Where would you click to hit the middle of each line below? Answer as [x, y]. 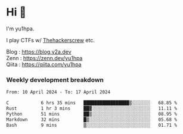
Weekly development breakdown [55, 80]
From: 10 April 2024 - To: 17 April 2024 [58, 92]
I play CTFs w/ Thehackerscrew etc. [51, 40]
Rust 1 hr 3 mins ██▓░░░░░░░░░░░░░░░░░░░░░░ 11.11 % [92, 108]
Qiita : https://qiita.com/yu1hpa [44, 64]
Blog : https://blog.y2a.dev [39, 52]
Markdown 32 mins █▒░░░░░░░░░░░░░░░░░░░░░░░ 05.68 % [92, 119]
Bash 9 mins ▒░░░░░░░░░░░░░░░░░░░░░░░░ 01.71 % [92, 125]
